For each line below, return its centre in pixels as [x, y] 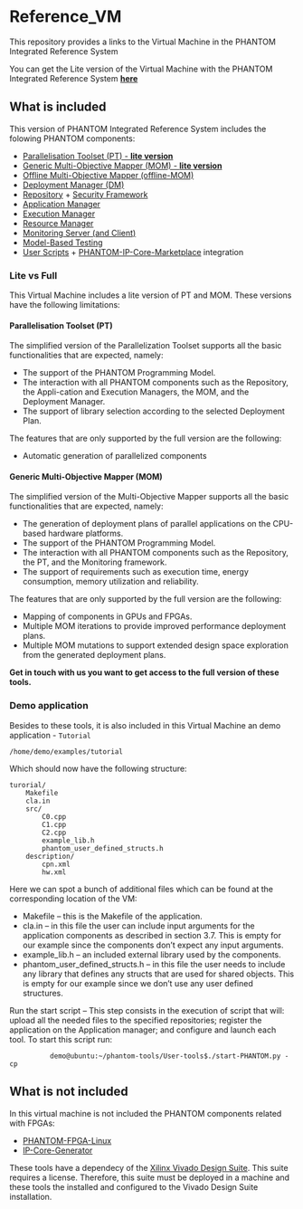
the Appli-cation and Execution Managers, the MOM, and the [136, 392]
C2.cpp [54, 833]
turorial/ [28, 785]
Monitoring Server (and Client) [79, 233]
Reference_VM [66, 17]
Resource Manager [58, 223]
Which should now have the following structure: [98, 768]
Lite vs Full [33, 275]
